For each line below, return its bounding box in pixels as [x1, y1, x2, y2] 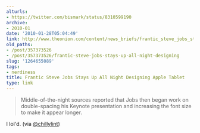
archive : [6, 20, 28, 25]
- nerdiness [6, 69, 36, 75]
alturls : [6, 8, 28, 15]
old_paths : [6, 42, 33, 48]
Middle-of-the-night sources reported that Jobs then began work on [20, 96, 189, 103]
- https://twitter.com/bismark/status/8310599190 [6, 14, 132, 20]
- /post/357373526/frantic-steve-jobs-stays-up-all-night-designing [6, 53, 180, 59]
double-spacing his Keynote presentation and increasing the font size [20, 103, 192, 109]
